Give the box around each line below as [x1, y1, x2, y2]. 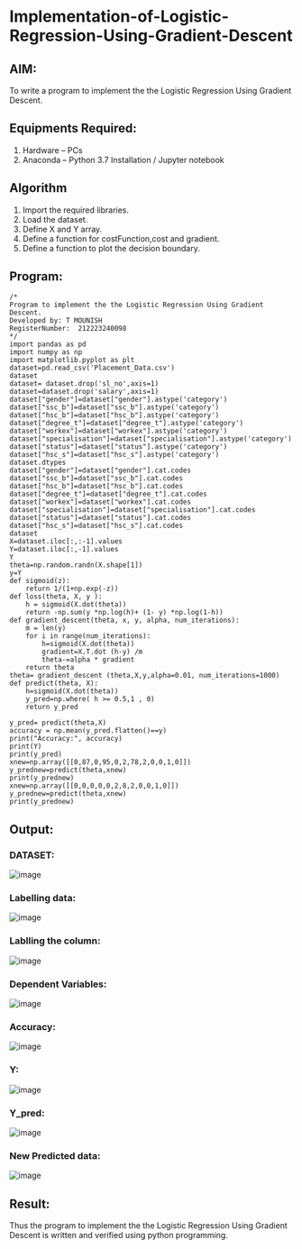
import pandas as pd [9, 340, 87, 349]
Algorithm [9, 180, 68, 196]
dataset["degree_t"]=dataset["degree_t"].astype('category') [9, 419, 244, 428]
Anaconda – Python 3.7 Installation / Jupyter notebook [22, 154, 224, 165]
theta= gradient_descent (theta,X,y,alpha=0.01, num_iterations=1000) [9, 671, 280, 680]
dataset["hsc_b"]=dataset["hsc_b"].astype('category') [9, 411, 220, 420]
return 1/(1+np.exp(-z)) [25, 584, 119, 594]
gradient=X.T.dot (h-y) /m [41, 647, 143, 657]
